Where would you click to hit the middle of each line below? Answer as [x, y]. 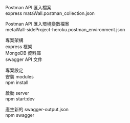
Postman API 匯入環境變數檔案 [37, 24]
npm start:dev [20, 99]
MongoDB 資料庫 [23, 53]
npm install [17, 83]
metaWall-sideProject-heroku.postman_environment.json [65, 29]
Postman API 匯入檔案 [28, 7]
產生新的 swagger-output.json [37, 109]
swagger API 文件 [24, 59]
